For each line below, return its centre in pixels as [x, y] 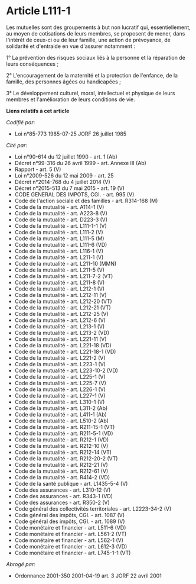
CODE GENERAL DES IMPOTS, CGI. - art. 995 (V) [74, 194]
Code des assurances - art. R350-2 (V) [62, 502]
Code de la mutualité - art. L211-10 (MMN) [66, 263]
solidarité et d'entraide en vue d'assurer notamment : [71, 46]
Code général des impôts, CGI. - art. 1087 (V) [70, 515]
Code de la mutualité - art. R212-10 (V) [61, 446]
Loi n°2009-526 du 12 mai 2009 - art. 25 [64, 175]
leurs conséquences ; [32, 64]
